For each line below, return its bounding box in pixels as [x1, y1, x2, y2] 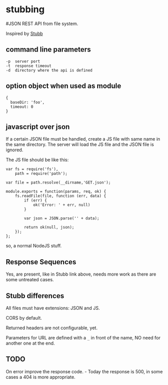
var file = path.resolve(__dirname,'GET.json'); [6, 180, 111, 185]
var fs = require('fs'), [6, 167, 59, 172]
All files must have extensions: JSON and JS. [6, 305, 100, 311]
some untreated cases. [6, 277, 54, 283]
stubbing [6, 4, 45, 15]
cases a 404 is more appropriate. [6, 374, 76, 380]
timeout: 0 [10, 104, 34, 109]
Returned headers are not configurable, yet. [6, 325, 98, 331]
